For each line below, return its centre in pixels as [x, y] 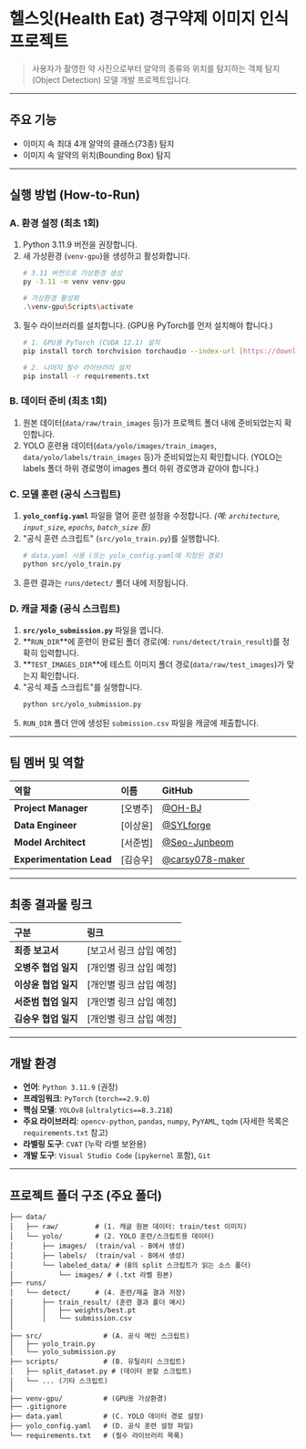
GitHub [178, 790]
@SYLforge [186, 825]
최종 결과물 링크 [51, 904]
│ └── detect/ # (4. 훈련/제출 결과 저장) [98, 1293]
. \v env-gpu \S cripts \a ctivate [78, 307]
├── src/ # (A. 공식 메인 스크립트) [100, 1336]
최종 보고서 [36, 951]
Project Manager [51, 807]
